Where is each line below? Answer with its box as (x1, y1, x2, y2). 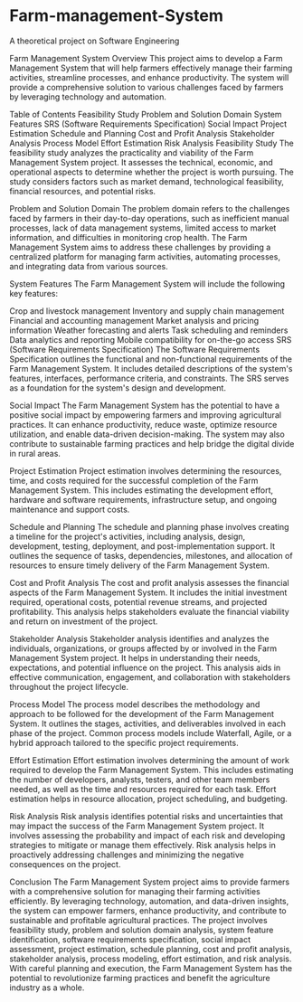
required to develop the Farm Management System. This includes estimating (9, 764, 294, 775)
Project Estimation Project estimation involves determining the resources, (9, 465, 282, 476)
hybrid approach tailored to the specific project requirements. (9, 737, 239, 748)
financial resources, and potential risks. (9, 185, 156, 196)
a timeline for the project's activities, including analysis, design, (9, 531, 246, 542)
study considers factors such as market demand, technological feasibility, (9, 175, 285, 186)
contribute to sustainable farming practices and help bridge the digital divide (9, 438, 295, 449)
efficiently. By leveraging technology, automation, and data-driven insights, (9, 895, 289, 906)
